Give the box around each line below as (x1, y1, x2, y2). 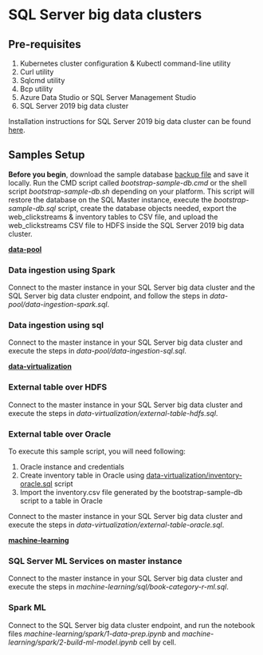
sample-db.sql (8, 203, 57, 213)
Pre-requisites (8, 38, 81, 51)
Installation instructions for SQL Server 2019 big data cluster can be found (8, 117, 251, 126)
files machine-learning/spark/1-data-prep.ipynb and (8, 629, 181, 638)
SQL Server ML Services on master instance (8, 555, 183, 566)
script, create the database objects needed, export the (57, 203, 237, 213)
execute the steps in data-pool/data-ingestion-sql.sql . (8, 346, 187, 356)
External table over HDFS (8, 381, 108, 393)
